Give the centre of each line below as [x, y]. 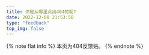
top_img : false [25, 28]
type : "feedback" [28, 23]
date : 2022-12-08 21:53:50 [40, 17]
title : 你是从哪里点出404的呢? [41, 12]
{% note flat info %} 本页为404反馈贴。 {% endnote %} [75, 46]
